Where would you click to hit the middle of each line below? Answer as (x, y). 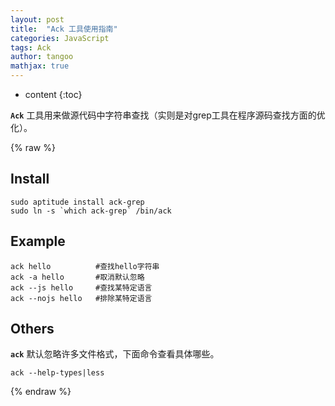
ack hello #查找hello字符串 (85, 266)
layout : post (37, 19)
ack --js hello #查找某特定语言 (81, 287)
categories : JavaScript (60, 38)
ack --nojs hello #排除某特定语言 (81, 298)
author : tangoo (42, 57)
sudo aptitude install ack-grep (77, 202)
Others (32, 329)
